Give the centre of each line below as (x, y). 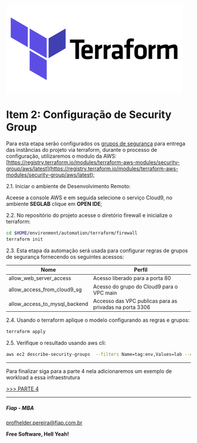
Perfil (141, 270)
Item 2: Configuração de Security (89, 115)
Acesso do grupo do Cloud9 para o (135, 287)
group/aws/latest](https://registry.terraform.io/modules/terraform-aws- (92, 168)
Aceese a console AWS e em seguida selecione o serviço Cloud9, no (89, 197)
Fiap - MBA (20, 408)
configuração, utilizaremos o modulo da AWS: (62, 156)
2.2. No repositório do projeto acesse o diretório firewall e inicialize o (89, 215)
